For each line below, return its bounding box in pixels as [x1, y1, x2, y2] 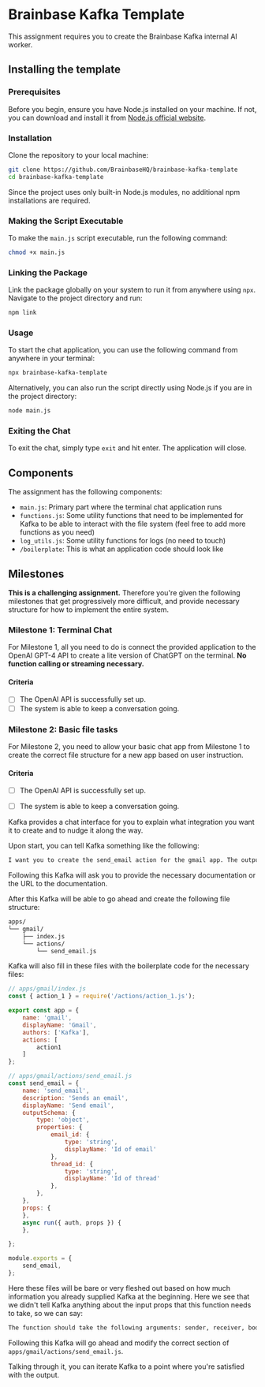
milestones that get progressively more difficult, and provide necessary [8, 596, 240, 606]
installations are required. [8, 196, 91, 205]
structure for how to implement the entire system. [8, 605, 170, 614]
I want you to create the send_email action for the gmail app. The [8, 856, 238, 864]
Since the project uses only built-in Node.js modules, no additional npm [8, 187, 241, 196]
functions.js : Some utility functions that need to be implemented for [19, 511, 244, 520]
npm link [8, 309, 37, 317]
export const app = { [8, 1007, 80, 1015]
